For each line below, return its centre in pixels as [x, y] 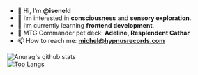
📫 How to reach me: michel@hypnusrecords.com [91, 41]
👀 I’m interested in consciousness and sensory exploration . [104, 18]
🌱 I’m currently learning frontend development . [86, 25]
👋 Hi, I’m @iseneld [44, 11]
